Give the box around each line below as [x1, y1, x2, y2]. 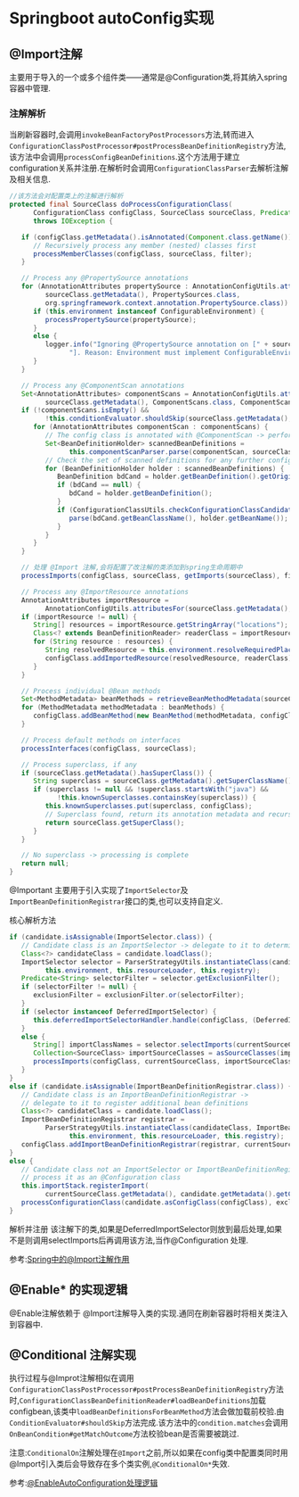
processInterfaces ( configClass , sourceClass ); [20, 744, 198, 753]
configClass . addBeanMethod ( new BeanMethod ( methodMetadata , [32, 711, 256, 721]
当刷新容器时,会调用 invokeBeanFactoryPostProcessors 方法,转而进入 [9, 129, 255, 140]
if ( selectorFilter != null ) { [20, 982, 138, 991]
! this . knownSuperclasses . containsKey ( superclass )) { [56, 793, 256, 803]
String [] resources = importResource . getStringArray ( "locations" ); [32, 621, 289, 630]
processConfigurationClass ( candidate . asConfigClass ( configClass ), [20, 1198, 273, 1207]
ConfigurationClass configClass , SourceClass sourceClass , [32, 209, 256, 218]
